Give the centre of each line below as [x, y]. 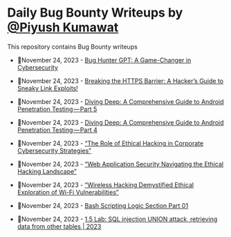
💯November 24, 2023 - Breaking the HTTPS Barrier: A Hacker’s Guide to [120, 80]
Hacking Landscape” [47, 171]
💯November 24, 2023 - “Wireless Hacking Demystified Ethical [105, 184]
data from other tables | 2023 [59, 226]
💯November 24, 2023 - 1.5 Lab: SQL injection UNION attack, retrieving [117, 219]
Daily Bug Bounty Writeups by [95, 13]
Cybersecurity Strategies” [54, 150]
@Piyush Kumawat [63, 27]
